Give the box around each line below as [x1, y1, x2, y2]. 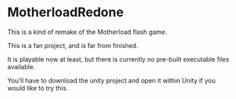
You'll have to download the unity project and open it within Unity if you [7, 76, 216, 85]
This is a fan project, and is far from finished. [7, 41, 138, 49]
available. [7, 62, 35, 71]
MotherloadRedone [7, 4, 124, 21]
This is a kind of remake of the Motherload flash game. [7, 28, 167, 36]
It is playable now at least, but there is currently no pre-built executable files [7, 54, 230, 64]
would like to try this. [7, 83, 69, 92]
